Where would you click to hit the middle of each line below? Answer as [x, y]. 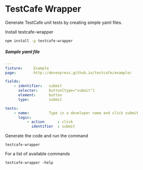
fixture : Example [27, 68]
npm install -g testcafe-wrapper [39, 41]
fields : [13, 81]
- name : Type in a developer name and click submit [76, 113]
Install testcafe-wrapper [29, 32]
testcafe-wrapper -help [29, 163]
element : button [40, 95]
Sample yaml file [22, 52]
